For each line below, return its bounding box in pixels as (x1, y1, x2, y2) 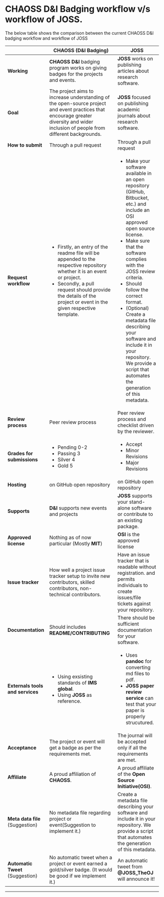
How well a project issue (49, 566, 105, 573)
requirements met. (49, 750, 91, 757)
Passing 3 (58, 450, 81, 457)
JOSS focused (117, 94, 151, 101)
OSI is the (117, 531, 140, 538)
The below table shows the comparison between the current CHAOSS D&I (5, 30, 154, 36)
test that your (125, 700, 157, 707)
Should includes (49, 623, 86, 630)
